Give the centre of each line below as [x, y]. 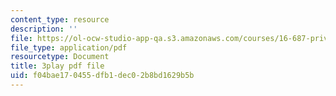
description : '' [44, 29]
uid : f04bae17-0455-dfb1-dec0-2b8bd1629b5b [102, 76]
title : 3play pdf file [57, 66]
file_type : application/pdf [69, 47]
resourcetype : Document [60, 57]
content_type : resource [60, 19]
